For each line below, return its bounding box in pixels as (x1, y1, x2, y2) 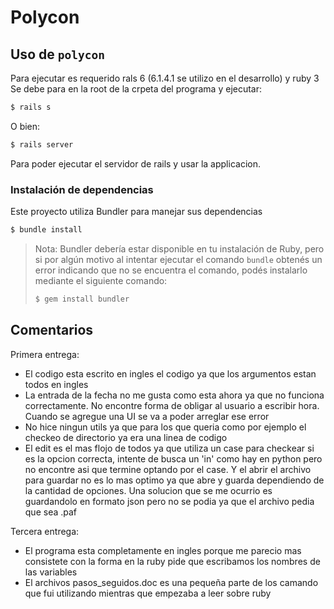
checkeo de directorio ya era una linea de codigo (24, 431, 228, 443)
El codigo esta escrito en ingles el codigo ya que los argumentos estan (24, 367, 317, 380)
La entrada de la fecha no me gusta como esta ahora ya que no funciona (24, 389, 325, 401)
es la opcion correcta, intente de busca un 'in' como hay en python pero (24, 452, 323, 465)
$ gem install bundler (34, 294, 130, 304)
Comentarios (10, 322, 94, 339)
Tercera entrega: (10, 525, 80, 537)
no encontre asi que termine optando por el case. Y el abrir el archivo (24, 463, 312, 475)
